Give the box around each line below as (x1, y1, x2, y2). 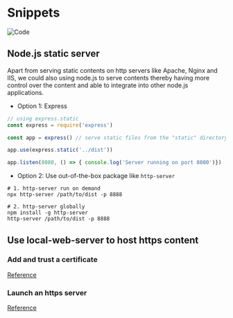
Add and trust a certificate (7, 255, 98, 265)
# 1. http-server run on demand (7, 185, 101, 192)
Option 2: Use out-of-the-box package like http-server (17, 172, 175, 180)
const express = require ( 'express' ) (7, 121, 113, 129)
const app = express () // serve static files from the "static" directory (7, 134, 228, 141)
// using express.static (7, 115, 79, 122)
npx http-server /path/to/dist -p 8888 (7, 191, 123, 198)
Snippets (7, 5, 60, 21)
